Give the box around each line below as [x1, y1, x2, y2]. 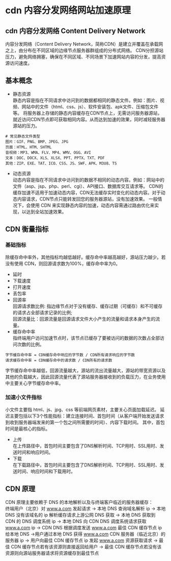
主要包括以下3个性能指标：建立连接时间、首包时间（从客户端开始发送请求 [9, 413, 164, 419]
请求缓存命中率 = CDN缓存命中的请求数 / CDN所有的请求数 [5, 357, 112, 363]
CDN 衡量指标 [5, 225, 49, 234]
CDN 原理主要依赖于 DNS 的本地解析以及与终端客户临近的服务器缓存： [5, 499, 154, 505]
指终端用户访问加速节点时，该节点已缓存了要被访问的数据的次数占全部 [12, 334, 160, 341]
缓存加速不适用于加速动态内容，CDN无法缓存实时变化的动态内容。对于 [12, 189, 161, 195]
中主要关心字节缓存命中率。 [5, 380, 64, 386]
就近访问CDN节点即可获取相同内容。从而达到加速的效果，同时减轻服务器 [12, 116, 165, 122]
